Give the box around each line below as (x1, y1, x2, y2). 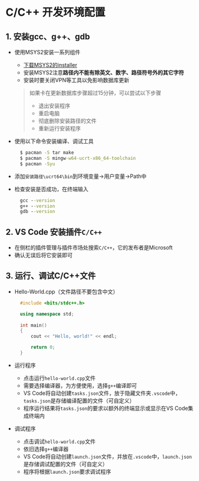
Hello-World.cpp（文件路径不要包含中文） (14, 288, 118, 295)
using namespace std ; (20, 311, 75, 317)
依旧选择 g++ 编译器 (23, 445, 69, 453)
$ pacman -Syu (20, 161, 55, 167)
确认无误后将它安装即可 (14, 252, 73, 259)
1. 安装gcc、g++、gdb (5, 31, 90, 42)
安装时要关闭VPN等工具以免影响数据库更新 (23, 77, 130, 83)
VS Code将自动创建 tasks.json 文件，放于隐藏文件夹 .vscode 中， (23, 389, 181, 397)
